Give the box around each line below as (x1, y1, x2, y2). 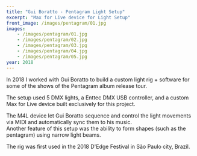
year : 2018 (6, 59, 34, 65)
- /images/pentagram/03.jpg (17, 43, 87, 49)
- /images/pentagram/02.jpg (17, 37, 87, 43)
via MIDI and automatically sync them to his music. (6, 118, 133, 125)
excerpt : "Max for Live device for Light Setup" (6, 14, 131, 20)
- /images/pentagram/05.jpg (17, 54, 87, 60)
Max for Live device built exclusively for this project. (6, 100, 136, 107)
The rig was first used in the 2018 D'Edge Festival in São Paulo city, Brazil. (6, 143, 190, 150)
